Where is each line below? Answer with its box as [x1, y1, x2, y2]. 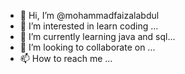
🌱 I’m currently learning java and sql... [19, 31, 176, 42]
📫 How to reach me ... [19, 53, 113, 64]
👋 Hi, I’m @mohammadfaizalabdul [19, 10, 160, 21]
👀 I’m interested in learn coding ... [19, 20, 159, 32]
